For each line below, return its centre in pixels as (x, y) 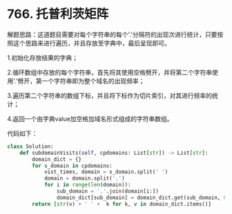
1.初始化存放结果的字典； (42, 57)
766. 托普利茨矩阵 (58, 14)
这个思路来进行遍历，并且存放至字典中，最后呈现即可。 (91, 43)
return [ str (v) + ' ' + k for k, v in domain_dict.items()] (122, 204)
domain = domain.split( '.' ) (85, 179)
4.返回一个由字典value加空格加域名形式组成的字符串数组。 (90, 118)
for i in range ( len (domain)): (87, 185)
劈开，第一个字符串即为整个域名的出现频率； (81, 81)
